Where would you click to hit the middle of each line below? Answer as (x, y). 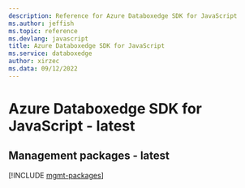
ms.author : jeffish (41, 23)
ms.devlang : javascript (49, 38)
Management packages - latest (89, 156)
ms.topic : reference (43, 31)
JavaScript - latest (72, 126)
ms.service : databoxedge (50, 53)
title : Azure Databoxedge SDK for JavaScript (86, 46)
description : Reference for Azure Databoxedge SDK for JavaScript (123, 16)
